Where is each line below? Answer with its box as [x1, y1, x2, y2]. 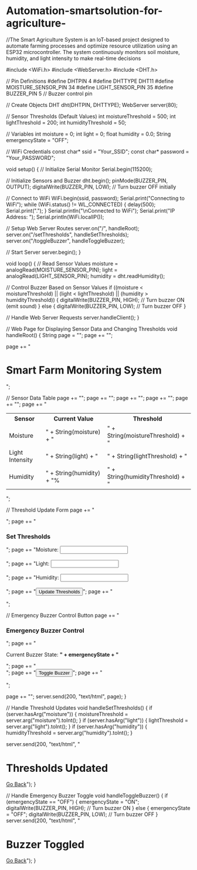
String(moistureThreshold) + [107, 431, 186, 439]
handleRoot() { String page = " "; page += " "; [6, 331, 113, 338]
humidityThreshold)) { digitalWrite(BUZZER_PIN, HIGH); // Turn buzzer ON [6, 296, 185, 303]
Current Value [53, 414, 94, 422]
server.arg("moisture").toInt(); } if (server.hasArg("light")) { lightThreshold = [6, 717, 189, 724]
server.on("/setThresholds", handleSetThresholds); [6, 231, 129, 238]
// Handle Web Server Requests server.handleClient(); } [6, 314, 140, 321]
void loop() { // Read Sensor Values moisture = [6, 260, 118, 267]
